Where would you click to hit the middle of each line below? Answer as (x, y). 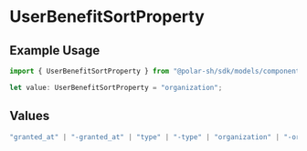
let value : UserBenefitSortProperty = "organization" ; (116, 87)
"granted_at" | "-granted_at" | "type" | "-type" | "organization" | (145, 137)
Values (30, 116)
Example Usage (55, 50)
